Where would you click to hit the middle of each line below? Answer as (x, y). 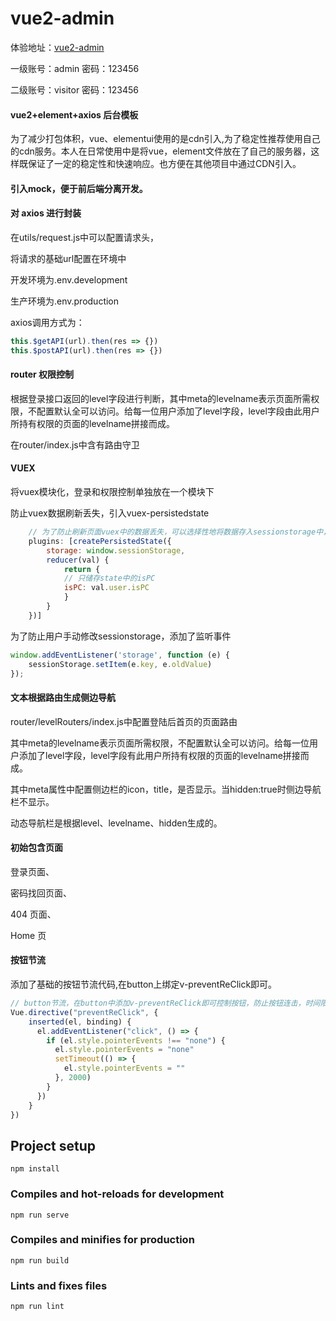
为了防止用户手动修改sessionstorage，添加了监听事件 (121, 636)
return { (82, 569)
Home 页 (28, 935)
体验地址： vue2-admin (57, 47)
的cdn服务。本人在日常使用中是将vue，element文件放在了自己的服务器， (161, 151)
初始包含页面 (36, 848)
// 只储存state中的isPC (109, 578)
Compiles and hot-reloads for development (117, 1194)
